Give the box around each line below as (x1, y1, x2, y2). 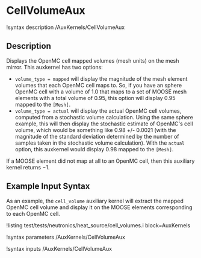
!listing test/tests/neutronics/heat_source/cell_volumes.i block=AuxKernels (6, 221, 191, 229)
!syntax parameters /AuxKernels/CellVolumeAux (6, 233, 125, 241)
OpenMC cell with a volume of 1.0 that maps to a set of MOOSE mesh (14, 88, 187, 95)
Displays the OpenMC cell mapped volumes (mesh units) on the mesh (6, 57, 179, 64)
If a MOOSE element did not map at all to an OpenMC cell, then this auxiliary (6, 157, 195, 165)
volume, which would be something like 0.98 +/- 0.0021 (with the (14, 126, 176, 133)
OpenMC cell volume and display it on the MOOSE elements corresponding (6, 203, 193, 211)
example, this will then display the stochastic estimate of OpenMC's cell (14, 120, 194, 127)
